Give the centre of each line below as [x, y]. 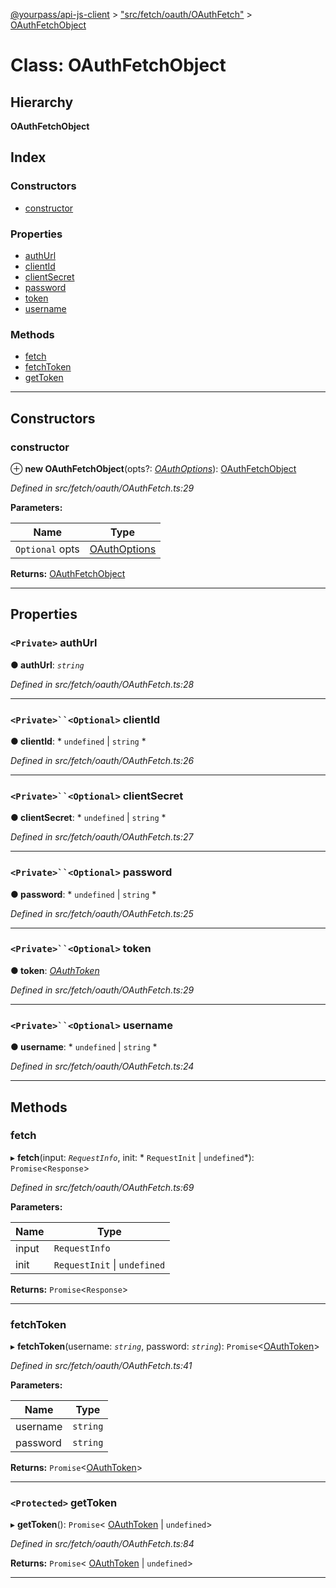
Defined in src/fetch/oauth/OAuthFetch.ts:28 [102, 684]
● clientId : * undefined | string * [78, 741]
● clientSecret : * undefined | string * [88, 818]
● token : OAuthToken [55, 970]
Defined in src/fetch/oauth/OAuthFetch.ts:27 [102, 837]
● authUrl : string [47, 665]
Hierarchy [42, 102]
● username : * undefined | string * [84, 1047]
